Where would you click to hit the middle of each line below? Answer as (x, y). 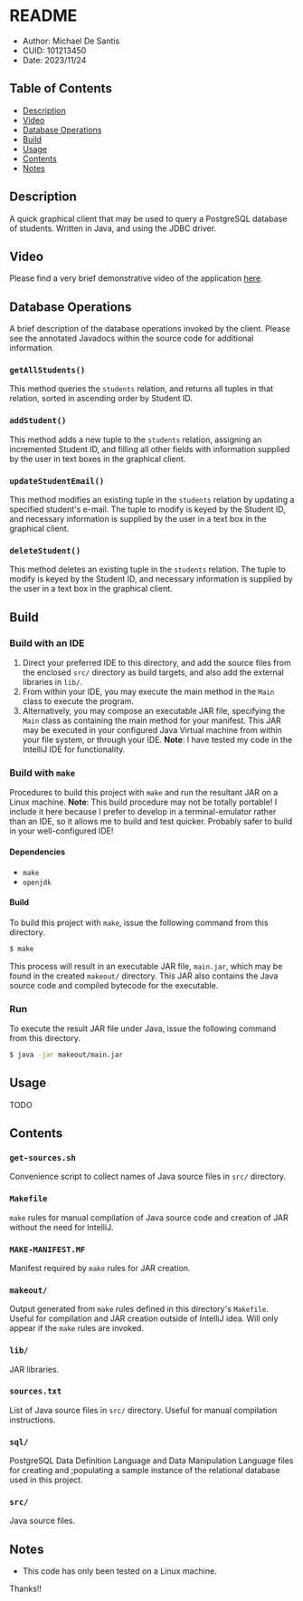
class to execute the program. (78, 701)
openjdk (37, 882)
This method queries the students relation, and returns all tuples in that (142, 389)
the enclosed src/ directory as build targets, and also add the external (153, 672)
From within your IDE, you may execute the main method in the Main (148, 692)
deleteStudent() (45, 550)
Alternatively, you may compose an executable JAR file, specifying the (154, 711)
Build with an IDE (47, 642)
